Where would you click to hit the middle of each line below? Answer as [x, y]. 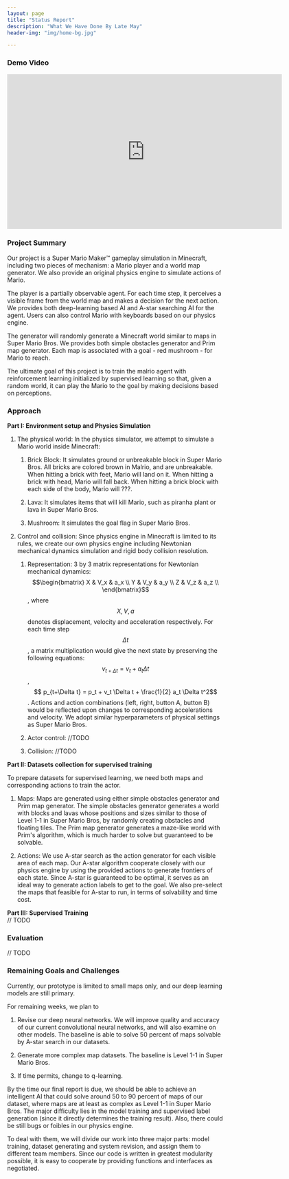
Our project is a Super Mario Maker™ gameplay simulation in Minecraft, [107, 258]
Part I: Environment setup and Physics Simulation [79, 426]
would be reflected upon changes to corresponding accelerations [120, 710]
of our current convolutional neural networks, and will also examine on [116, 1027]
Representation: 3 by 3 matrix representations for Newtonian [113, 564]
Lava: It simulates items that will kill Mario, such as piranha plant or [122, 502]
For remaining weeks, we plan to [53, 1006]
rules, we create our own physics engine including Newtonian [104, 543]
